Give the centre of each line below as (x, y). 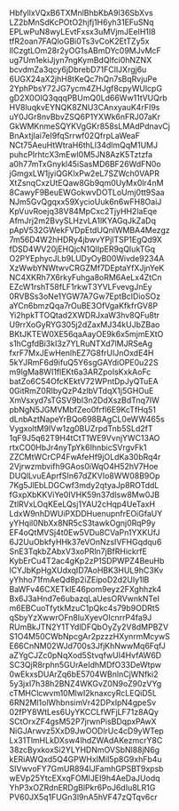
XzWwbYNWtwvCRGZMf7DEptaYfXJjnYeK (87, 268)
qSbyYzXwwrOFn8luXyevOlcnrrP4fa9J (81, 618)
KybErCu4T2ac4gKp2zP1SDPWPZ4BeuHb (87, 561)
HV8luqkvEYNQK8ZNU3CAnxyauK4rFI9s (85, 107)
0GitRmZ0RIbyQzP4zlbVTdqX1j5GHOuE (82, 391)
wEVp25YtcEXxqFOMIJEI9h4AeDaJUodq (85, 778)
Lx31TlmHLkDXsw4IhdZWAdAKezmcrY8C (86, 740)
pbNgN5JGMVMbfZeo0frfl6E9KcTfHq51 (83, 410)
